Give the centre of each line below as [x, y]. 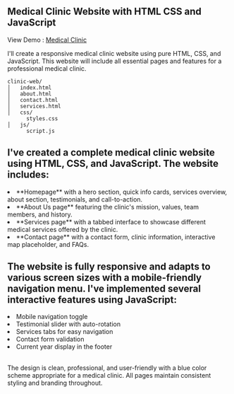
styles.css [42, 118]
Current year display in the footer [64, 347]
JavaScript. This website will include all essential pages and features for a [115, 61]
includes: [28, 175]
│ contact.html [33, 100]
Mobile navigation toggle [52, 317]
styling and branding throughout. [55, 383]
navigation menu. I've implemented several [104, 289]
